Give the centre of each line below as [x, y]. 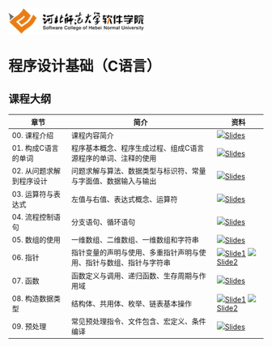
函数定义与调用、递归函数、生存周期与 [136, 276]
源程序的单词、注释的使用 [114, 158]
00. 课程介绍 [33, 135]
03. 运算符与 [33, 194]
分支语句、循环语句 [104, 221]
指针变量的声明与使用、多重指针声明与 [136, 253]
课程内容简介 [93, 135]
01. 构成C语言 [35, 148]
